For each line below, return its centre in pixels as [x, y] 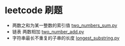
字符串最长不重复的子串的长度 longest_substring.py [66, 38]
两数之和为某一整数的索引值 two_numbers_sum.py [65, 25]
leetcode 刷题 [34, 10]
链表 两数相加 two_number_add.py [48, 31]
